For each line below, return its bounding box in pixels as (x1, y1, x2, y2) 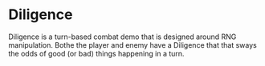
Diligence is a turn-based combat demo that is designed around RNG (8, 32, 237, 41)
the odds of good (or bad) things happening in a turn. (8, 49, 185, 58)
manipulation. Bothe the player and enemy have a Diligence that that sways (8, 40, 257, 49)
